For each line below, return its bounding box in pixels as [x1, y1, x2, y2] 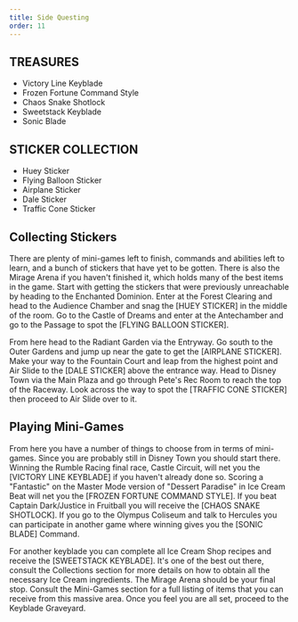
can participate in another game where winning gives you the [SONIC [9, 518, 264, 529]
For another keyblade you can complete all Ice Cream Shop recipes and [9, 545, 272, 556]
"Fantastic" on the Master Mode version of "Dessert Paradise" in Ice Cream [9, 481, 286, 492]
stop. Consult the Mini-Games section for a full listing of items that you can [9, 584, 284, 594]
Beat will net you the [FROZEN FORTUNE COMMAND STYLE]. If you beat [9, 490, 278, 501]
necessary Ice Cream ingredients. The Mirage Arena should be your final [9, 574, 276, 585]
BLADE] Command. [9, 528, 80, 539]
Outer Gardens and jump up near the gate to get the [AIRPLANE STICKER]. [9, 345, 282, 357]
